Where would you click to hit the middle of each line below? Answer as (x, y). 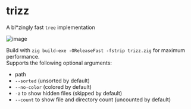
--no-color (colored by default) (53, 86)
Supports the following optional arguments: (59, 63)
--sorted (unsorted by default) (52, 81)
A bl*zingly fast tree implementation (51, 27)
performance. (23, 56)
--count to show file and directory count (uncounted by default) (93, 100)
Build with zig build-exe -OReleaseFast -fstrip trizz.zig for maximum (96, 50)
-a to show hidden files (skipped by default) (68, 93)
